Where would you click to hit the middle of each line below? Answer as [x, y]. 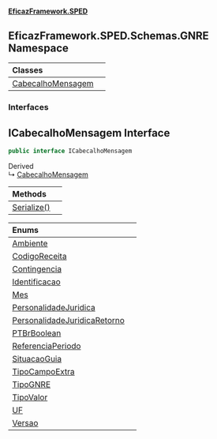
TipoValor [30, 397]
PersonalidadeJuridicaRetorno [68, 321]
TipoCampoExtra [43, 372]
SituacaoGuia [37, 359]
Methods [30, 194]
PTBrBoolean [37, 333]
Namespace [39, 48]
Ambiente [30, 243]
